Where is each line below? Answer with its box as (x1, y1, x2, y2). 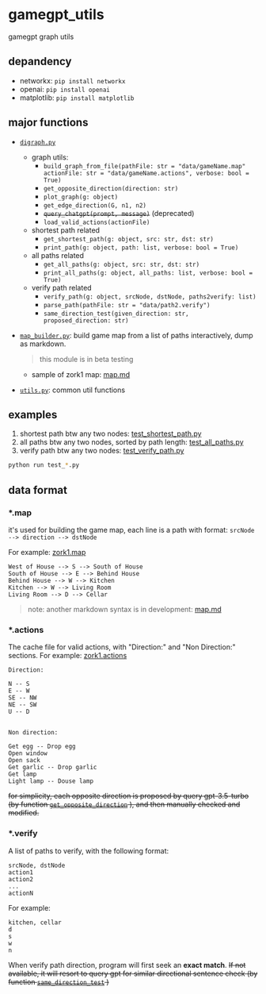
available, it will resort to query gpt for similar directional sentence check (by (8, 969, 258, 978)
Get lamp (8, 770, 37, 779)
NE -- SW (8, 701, 37, 709)
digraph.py (19, 138, 56, 146)
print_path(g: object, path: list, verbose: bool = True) (43, 244, 239, 252)
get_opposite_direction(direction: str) (43, 184, 179, 192)
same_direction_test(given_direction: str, (43, 310, 189, 318)
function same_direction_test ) (8, 977, 109, 986)
